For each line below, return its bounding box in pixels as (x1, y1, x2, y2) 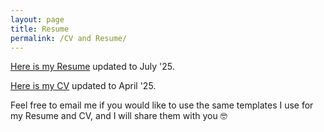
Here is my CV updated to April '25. (10, 80, 157, 92)
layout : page (10, 14, 65, 25)
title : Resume (10, 24, 70, 34)
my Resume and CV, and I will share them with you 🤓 (10, 110, 228, 122)
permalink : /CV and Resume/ (10, 33, 128, 43)
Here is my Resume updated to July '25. (10, 61, 175, 73)
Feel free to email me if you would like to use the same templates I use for (10, 99, 314, 111)
